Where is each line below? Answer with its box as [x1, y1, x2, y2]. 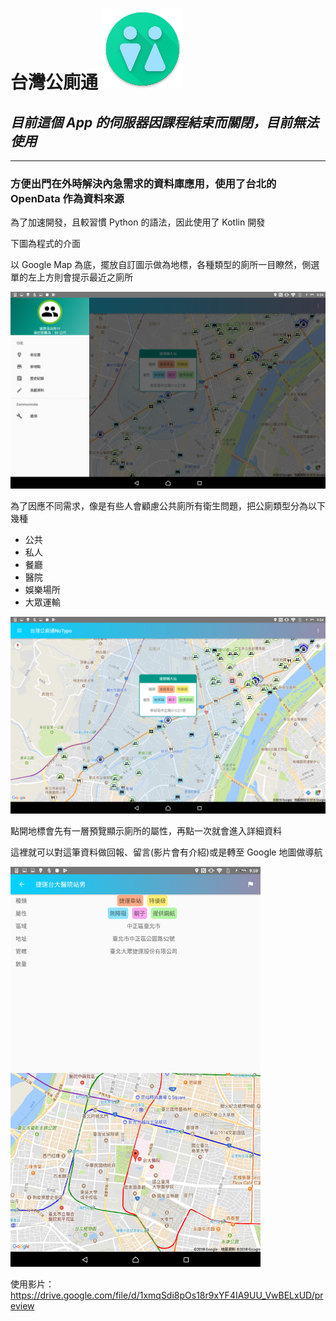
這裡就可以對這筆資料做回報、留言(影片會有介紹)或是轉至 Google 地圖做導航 [10, 846, 323, 858]
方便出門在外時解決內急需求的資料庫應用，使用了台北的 [10, 176, 277, 190]
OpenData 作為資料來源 [10, 191, 125, 205]
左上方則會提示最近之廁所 [27, 271, 133, 283]
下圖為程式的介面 [10, 238, 81, 250]
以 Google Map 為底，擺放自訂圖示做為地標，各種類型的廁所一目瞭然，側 [10, 259, 312, 271]
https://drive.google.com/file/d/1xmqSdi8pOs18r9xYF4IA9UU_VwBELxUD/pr [10, 1289, 324, 1302]
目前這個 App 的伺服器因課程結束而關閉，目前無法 [10, 114, 320, 131]
